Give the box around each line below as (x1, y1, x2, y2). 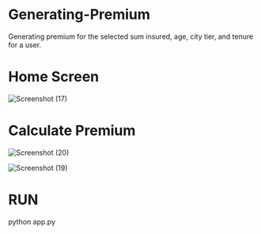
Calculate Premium (8, 122, 136, 140)
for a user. (8, 40, 42, 49)
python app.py (8, 217, 56, 226)
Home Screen (8, 68, 100, 86)
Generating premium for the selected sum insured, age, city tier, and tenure (8, 32, 254, 41)
